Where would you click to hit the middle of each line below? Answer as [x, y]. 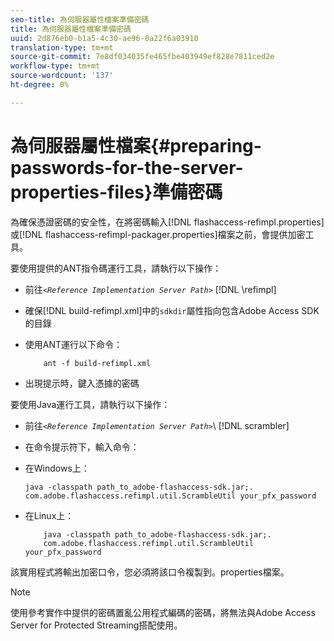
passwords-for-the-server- [127, 167]
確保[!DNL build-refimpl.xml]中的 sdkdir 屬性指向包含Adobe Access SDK [172, 310]
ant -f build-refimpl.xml [97, 363]
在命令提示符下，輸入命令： [82, 447]
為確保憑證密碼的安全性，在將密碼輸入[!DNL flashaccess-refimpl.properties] [167, 222]
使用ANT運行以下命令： [73, 344]
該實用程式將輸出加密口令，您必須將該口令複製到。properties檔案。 [150, 572]
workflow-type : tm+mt [55, 66]
